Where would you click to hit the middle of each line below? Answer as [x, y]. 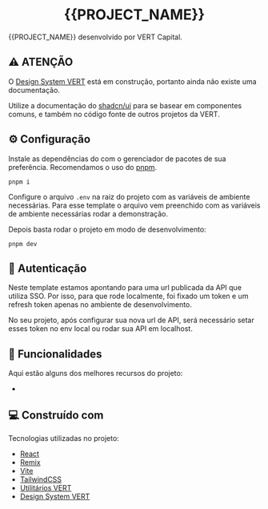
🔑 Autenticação [48, 268]
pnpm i [19, 182]
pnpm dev [23, 244]
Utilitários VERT [46, 488]
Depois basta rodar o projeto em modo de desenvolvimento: [107, 229]
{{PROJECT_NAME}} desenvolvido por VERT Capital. [95, 37]
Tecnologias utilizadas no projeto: [64, 438]
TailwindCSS [41, 479]
